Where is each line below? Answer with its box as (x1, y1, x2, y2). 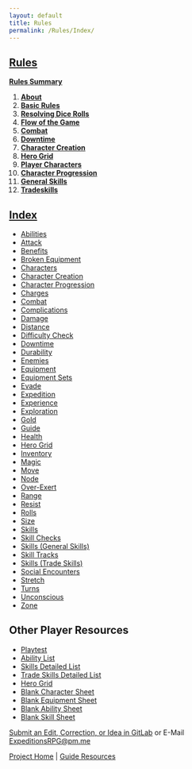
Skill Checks (20, 533, 62, 543)
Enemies (20, 356, 49, 365)
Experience (20, 398, 58, 408)
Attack (20, 238, 42, 247)
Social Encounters (20, 567, 80, 576)
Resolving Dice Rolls (20, 109, 90, 119)
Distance (20, 323, 50, 331)
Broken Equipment (20, 255, 82, 264)
